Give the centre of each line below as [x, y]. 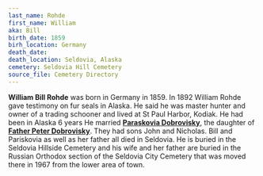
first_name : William [42, 23]
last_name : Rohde [37, 15]
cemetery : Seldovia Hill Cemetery [65, 67]
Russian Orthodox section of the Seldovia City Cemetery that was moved [127, 156]
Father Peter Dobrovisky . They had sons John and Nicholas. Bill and [120, 131]
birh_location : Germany [48, 45]
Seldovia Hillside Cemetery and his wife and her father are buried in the [125, 147]
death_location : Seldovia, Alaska [65, 60]
